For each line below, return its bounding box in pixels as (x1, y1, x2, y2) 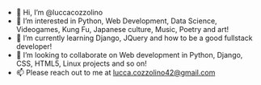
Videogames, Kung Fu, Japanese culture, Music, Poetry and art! (15, 25, 229, 34)
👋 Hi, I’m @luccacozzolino (15, 8, 103, 17)
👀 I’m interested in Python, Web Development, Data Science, (15, 16, 217, 26)
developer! (15, 42, 53, 51)
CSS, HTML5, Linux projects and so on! (15, 59, 147, 68)
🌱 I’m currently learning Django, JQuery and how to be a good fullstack (15, 33, 253, 42)
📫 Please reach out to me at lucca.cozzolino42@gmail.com (15, 68, 216, 77)
